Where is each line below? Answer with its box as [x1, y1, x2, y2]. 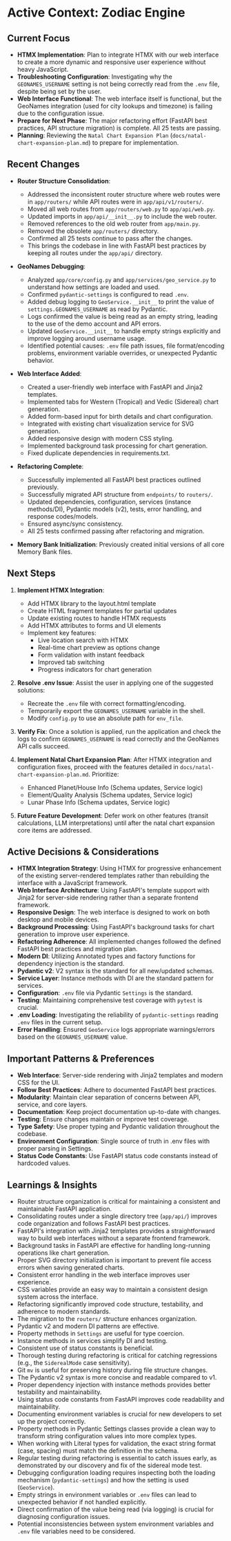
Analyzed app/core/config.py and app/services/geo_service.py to [27, 275, 217, 284]
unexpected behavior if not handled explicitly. [17, 1498, 147, 1507]
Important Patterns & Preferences [7, 1053, 155, 1064]
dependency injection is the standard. [17, 960, 125, 968]
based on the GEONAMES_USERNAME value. [17, 1033, 128, 1041]
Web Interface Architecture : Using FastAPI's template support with [17, 886, 210, 895]
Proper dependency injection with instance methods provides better [17, 1381, 211, 1389]
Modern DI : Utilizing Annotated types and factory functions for [17, 952, 196, 960]
